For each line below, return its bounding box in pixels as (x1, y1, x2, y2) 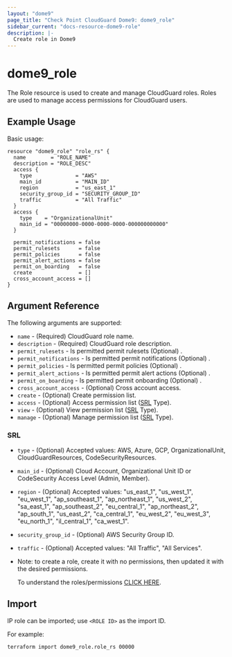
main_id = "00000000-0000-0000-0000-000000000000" (19, 220, 169, 227)
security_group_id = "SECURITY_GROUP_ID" (19, 190, 141, 198)
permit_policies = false (13, 251, 100, 258)
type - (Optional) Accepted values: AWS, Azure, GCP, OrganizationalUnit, (17, 446, 226, 454)
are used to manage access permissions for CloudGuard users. (7, 96, 188, 105)
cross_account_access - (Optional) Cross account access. (17, 383, 181, 392)
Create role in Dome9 (13, 36, 76, 43)
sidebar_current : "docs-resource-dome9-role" (7, 23, 141, 30)
